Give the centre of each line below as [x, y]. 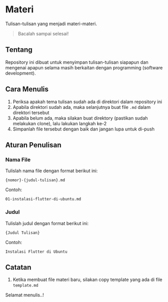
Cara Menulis [27, 89]
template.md [25, 286]
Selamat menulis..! [25, 295]
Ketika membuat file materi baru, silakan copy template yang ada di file [88, 280]
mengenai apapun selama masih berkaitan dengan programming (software [84, 67]
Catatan [18, 267]
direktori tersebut [31, 112]
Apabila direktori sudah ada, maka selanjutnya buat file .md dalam [82, 107]
